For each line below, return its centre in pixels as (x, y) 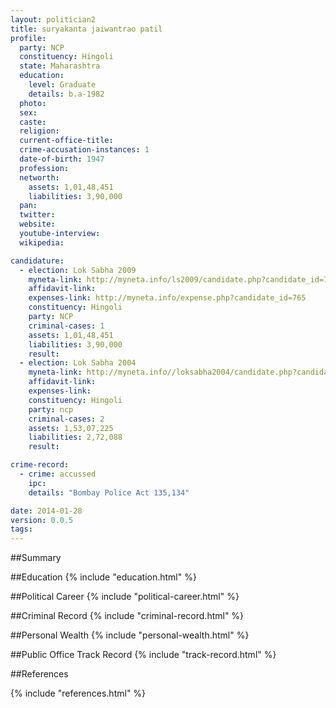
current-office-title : (66, 141)
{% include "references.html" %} (78, 693)
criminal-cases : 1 (66, 326)
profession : (44, 168)
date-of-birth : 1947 (62, 159)
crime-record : (40, 465)
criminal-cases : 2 (66, 419)
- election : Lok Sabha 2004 (78, 363)
